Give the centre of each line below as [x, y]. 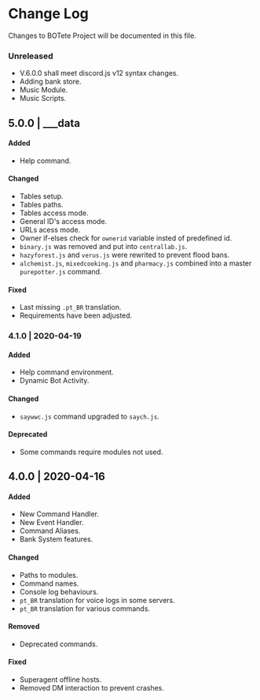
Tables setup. [42, 196]
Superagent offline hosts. [60, 680]
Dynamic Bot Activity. [54, 381]
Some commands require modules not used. [91, 452]
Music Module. [44, 90]
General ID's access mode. [63, 222]
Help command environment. [66, 372]
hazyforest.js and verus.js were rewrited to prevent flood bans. [125, 255]
